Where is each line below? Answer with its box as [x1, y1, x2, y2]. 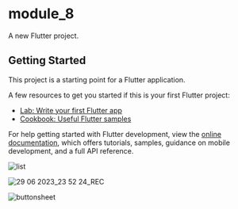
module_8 [8, 5, 75, 23]
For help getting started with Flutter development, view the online [8, 129, 222, 139]
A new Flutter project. [8, 31, 79, 40]
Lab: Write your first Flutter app [19, 105, 123, 115]
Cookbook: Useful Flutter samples [19, 114, 132, 123]
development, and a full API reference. [8, 146, 134, 155]
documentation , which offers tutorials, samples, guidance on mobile [8, 138, 230, 147]
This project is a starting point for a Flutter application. [8, 74, 186, 84]
